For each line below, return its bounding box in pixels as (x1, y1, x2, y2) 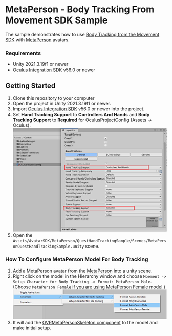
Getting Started (5, 81, 56, 90)
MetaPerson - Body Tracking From (5, 4, 155, 15)
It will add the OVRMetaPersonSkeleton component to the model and (12, 320, 158, 326)
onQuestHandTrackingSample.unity (12, 244, 84, 249)
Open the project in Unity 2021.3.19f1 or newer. (12, 101, 111, 107)
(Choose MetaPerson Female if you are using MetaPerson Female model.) (12, 284, 165, 290)
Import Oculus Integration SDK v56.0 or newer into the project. (12, 106, 145, 112)
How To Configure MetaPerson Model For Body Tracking (5, 256, 148, 263)
